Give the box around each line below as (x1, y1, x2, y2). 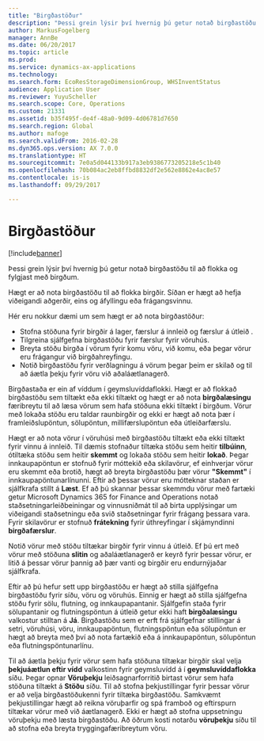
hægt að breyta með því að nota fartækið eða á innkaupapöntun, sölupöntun (8, 632, 256, 642)
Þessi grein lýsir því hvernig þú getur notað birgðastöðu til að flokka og (8, 263, 239, 273)
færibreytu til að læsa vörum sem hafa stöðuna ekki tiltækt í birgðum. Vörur (8, 401, 252, 411)
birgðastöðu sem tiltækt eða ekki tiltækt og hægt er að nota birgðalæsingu (8, 392, 251, 402)
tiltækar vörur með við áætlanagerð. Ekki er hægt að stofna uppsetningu (8, 706, 243, 716)
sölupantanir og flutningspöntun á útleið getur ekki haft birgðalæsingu (8, 607, 237, 617)
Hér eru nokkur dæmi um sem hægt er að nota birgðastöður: (8, 311, 205, 321)
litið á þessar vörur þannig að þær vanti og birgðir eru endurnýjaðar (8, 558, 227, 567)
